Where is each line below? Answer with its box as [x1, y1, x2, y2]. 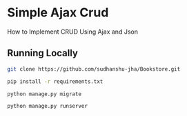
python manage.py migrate [7, 91, 81, 97]
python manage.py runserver [7, 103, 88, 110]
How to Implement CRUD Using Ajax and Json [7, 27, 138, 36]
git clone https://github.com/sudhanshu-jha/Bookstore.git [7, 65, 181, 73]
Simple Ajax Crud [7, 5, 109, 21]
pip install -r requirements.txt [7, 78, 104, 85]
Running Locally [7, 47, 78, 59]
